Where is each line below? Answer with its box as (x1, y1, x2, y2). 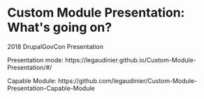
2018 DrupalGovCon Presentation (7, 42, 103, 51)
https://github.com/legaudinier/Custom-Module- (58, 76, 198, 84)
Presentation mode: (7, 55, 64, 64)
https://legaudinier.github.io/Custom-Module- (65, 55, 197, 64)
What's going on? (7, 19, 112, 35)
